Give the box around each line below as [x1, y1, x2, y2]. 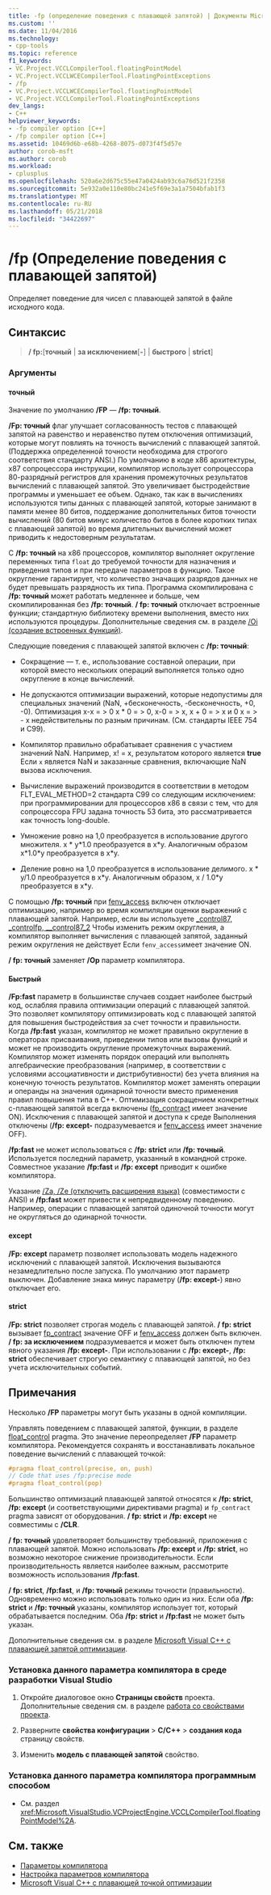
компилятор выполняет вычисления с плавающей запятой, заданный [8, 931, 248, 941]
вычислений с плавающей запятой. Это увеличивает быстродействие [8, 481, 250, 491]
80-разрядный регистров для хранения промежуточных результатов [8, 472, 248, 482]
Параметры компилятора [19, 1860, 109, 1870]
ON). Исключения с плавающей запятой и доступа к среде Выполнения [8, 1112, 256, 1122]
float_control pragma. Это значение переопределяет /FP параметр [8, 1432, 237, 1441]
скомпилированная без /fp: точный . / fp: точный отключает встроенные [8, 600, 261, 610]
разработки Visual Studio [8, 1674, 113, 1686]
